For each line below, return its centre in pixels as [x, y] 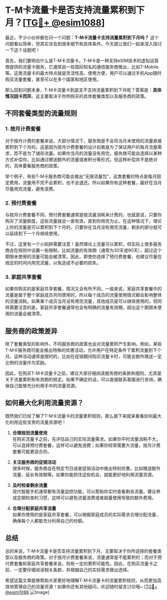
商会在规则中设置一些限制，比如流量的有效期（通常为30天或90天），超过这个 [83, 250]
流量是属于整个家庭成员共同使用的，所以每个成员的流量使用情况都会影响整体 [83, 295]
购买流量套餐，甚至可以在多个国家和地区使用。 [53, 79]
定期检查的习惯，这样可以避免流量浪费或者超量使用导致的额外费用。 [86, 498]
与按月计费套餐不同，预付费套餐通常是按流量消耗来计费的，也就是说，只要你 [83, 215]
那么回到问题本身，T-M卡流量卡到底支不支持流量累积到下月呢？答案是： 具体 [83, 90]
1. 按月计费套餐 [23, 129]
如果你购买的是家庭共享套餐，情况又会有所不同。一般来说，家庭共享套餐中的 [83, 289]
